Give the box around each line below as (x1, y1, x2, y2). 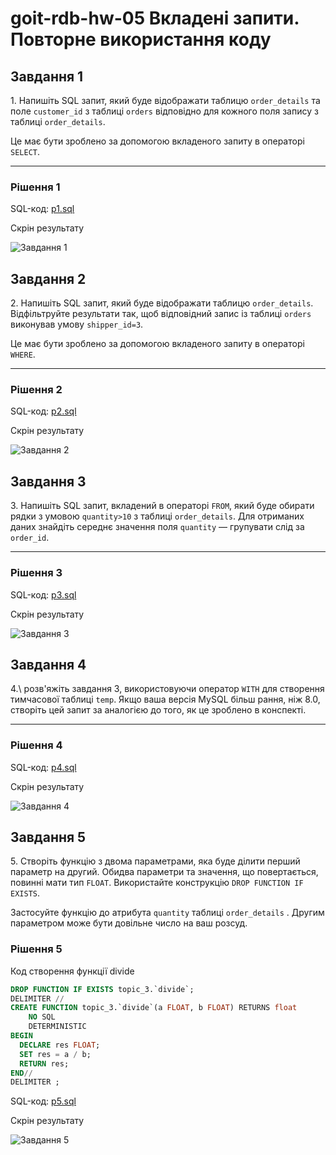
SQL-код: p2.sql (10, 405, 77, 417)
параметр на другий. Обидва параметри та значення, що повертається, (10, 866, 319, 878)
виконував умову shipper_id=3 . (10, 318, 144, 331)
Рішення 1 (10, 180, 61, 194)
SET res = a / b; (19, 1049, 92, 1059)
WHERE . (10, 348, 36, 361)
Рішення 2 (10, 383, 63, 397)
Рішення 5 (10, 942, 63, 956)
